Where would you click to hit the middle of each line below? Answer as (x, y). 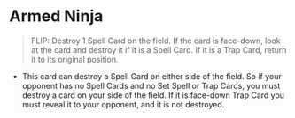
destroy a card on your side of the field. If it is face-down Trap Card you (153, 95)
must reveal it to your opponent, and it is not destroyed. (123, 104)
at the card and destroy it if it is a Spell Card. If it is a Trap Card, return (159, 49)
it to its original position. (74, 59)
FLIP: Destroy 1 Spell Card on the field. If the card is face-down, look (155, 41)
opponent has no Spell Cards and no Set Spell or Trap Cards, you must (151, 85)
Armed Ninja (56, 16)
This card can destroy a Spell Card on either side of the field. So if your (151, 76)
